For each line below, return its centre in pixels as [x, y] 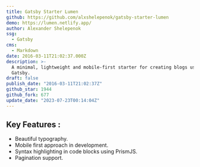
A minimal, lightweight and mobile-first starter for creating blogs [99, 67]
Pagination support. [39, 158]
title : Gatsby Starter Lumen [42, 12]
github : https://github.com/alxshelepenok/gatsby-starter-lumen [87, 17]
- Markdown [25, 51]
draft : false [22, 78]
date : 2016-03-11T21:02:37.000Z [46, 56]
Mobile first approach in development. [62, 145]
